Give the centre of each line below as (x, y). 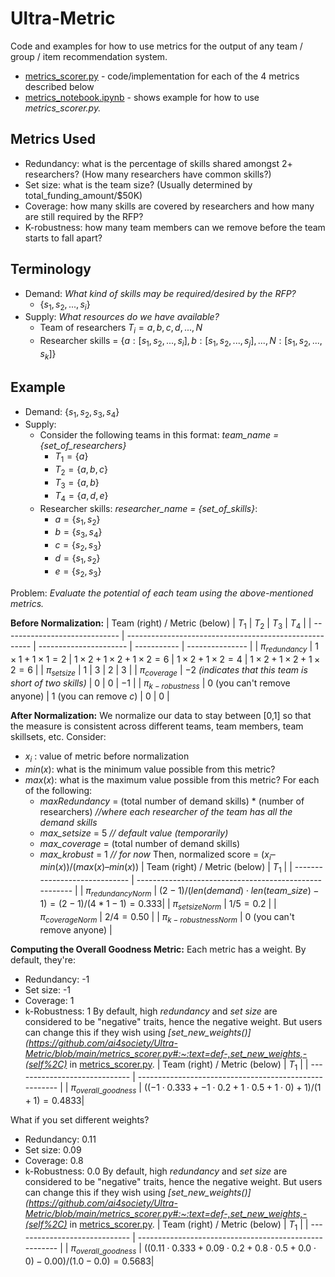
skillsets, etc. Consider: (58, 736)
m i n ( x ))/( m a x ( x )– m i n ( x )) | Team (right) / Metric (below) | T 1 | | (166, 868)
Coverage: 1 (49, 1000)
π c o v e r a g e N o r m (68, 917)
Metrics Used (53, 139)
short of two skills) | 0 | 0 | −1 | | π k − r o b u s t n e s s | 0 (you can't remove (150, 684)
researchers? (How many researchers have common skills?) (148, 174)
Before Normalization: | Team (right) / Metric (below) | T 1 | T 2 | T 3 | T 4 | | (161, 624)
